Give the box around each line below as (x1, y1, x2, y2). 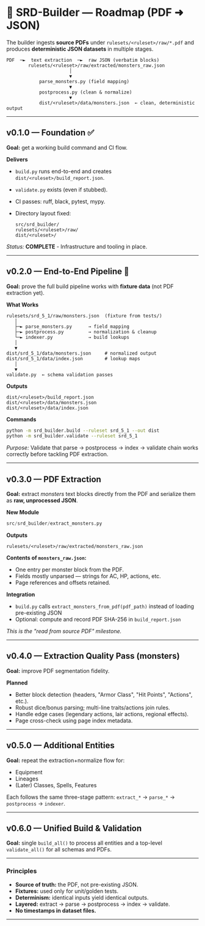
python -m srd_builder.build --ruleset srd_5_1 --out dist (6, 428, 160, 434)
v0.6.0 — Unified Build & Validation (6, 823, 142, 834)
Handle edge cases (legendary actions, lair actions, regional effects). (15, 710, 189, 717)
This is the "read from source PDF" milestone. (6, 628, 122, 635)
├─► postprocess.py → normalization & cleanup (14, 328, 157, 335)
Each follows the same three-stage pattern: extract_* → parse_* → (6, 793, 175, 801)
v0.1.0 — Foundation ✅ (6, 128, 95, 138)
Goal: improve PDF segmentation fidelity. (6, 667, 110, 675)
